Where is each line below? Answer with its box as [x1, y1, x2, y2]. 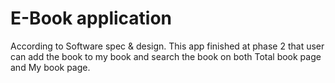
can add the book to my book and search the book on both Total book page [10, 50, 322, 62]
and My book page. [10, 61, 91, 73]
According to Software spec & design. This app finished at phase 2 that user [10, 40, 325, 52]
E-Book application [10, 7, 173, 30]
